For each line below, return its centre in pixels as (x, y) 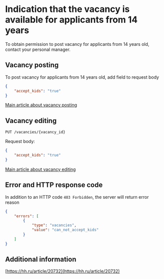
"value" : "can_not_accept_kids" (65, 230)
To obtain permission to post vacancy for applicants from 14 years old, (77, 44)
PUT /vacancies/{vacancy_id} (35, 132)
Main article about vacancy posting (41, 105)
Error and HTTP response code (54, 185)
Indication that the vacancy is (68, 9)
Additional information (41, 259)
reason (12, 202)
